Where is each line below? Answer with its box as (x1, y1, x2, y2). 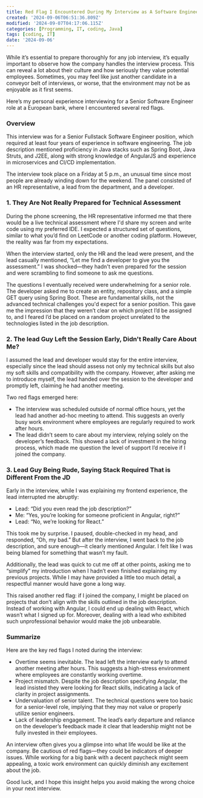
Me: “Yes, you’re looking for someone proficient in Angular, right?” (14, 512, 180, 519)
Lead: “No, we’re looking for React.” (14, 518, 105, 525)
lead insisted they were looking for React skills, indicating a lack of (14, 684, 181, 691)
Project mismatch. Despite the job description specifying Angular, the (14, 677, 188, 685)
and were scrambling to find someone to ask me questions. (6, 269, 154, 277)
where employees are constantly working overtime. (14, 671, 143, 679)
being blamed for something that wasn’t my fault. (6, 549, 129, 557)
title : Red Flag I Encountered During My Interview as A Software (6, 8, 177, 15)
